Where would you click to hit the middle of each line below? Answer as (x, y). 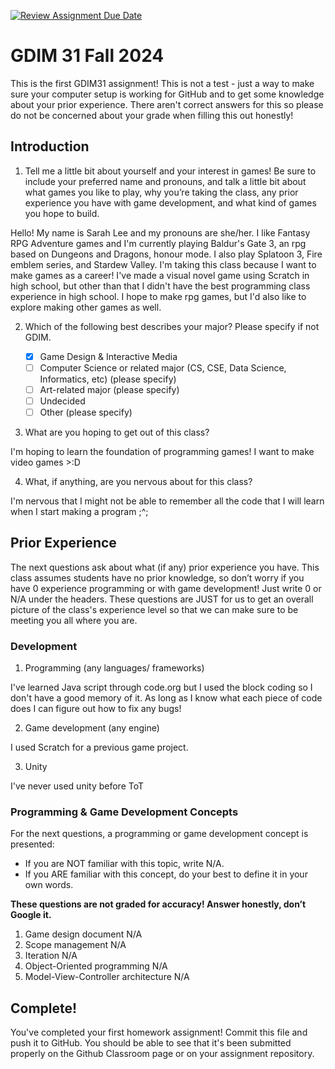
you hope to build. (62, 213)
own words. (49, 885)
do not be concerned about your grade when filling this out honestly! (152, 115)
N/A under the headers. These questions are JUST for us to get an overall (162, 599)
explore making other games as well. (86, 307)
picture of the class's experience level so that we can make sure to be (154, 609)
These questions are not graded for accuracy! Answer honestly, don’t (158, 904)
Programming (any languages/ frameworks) (114, 668)
